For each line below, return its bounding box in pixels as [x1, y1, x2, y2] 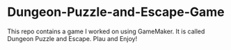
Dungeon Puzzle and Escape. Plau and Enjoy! [7, 34, 138, 42]
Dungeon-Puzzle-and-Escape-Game [7, 4, 225, 20]
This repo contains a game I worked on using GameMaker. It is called [7, 27, 205, 35]
